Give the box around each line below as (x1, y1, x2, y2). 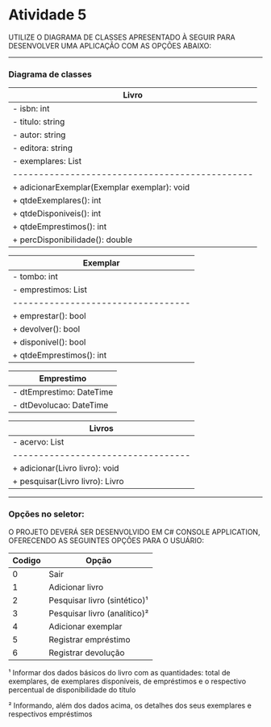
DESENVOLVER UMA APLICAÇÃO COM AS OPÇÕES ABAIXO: (8, 40, 212, 50)
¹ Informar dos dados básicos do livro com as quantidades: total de (8, 667, 231, 677)
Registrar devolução (48, 647, 125, 658)
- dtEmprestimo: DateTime (12, 386, 114, 398)
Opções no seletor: (8, 508, 85, 520)
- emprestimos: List (12, 284, 87, 295)
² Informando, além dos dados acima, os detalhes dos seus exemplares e (8, 700, 252, 710)
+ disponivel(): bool (12, 336, 86, 348)
